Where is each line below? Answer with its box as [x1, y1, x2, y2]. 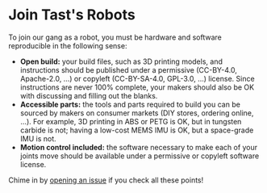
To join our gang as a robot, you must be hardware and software [8, 32, 222, 42]
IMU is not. [19, 133, 56, 143]
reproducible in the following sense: [8, 40, 127, 50]
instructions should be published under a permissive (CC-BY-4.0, [19, 65, 238, 74]
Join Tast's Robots [8, 6, 136, 24]
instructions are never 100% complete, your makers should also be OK [19, 82, 255, 92]
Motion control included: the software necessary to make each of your [19, 142, 258, 152]
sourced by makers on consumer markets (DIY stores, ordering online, [19, 107, 254, 118]
